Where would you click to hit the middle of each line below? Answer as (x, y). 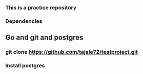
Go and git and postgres (44, 38)
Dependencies (24, 21)
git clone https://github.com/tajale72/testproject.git (72, 52)
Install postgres (25, 66)
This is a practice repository (41, 8)
